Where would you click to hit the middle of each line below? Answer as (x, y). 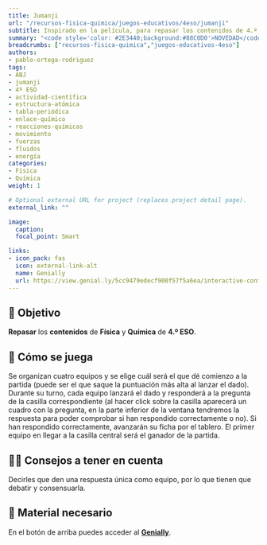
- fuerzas (25, 141)
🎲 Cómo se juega (51, 357)
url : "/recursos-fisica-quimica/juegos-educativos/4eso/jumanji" (118, 23)
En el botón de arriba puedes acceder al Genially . (90, 532)
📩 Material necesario (60, 513)
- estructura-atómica (44, 104)
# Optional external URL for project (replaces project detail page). (128, 200)
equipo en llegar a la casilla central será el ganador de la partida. (114, 435)
